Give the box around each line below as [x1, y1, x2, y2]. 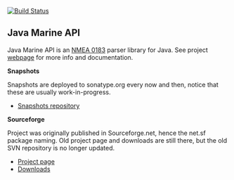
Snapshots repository [17, 101, 80, 110]
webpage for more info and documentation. [7, 53, 134, 61]
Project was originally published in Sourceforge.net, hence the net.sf [7, 129, 206, 137]
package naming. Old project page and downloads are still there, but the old [7, 136, 228, 144]
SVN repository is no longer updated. [7, 143, 115, 152]
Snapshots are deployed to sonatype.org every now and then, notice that [7, 80, 219, 89]
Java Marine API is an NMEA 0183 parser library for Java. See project [7, 46, 209, 54]
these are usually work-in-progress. [7, 88, 111, 96]
